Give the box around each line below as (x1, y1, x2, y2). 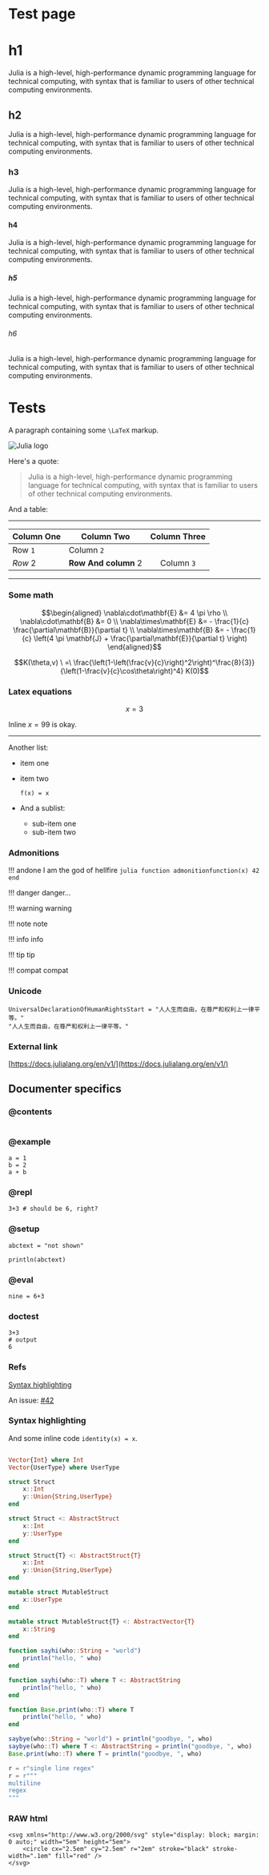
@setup (8, 1223, 40, 1234)
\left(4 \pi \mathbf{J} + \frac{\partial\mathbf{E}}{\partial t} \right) (33, 634, 248, 643)
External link (8, 1040, 58, 1052)
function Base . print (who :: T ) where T (8, 1705, 134, 1714)
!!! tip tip (8, 950, 36, 960)
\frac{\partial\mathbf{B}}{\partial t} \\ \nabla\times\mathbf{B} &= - (13, 625, 230, 634)
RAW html (8, 1813, 48, 1825)
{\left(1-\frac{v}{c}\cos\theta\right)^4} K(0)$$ (59, 666, 210, 675)
